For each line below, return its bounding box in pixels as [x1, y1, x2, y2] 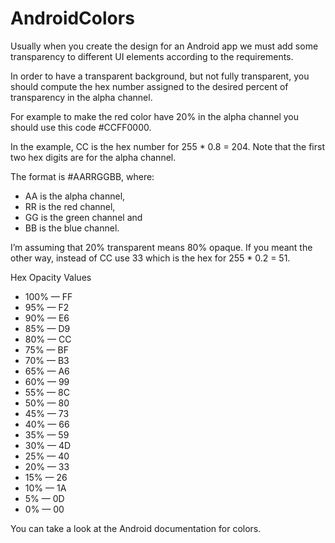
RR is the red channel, [24, 200, 116, 212]
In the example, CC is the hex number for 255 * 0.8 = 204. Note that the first [10, 140, 325, 152]
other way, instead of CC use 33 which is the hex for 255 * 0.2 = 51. [10, 252, 291, 264]
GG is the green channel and [24, 211, 143, 223]
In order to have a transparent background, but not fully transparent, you [10, 70, 310, 82]
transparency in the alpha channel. [10, 91, 153, 103]
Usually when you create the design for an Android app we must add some [10, 40, 319, 52]
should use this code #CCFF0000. [10, 121, 152, 133]
